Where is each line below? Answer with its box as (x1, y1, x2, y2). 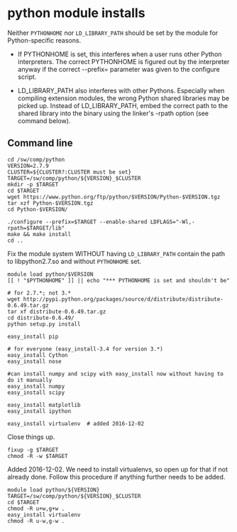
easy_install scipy (7, 389, 65, 396)
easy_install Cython (7, 351, 69, 358)
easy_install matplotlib (7, 401, 81, 408)
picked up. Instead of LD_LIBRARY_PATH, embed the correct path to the (17, 101, 228, 110)
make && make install (7, 230, 72, 238)
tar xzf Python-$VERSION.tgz (7, 199, 94, 207)
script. (17, 73, 37, 81)
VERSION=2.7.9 (7, 162, 50, 169)
